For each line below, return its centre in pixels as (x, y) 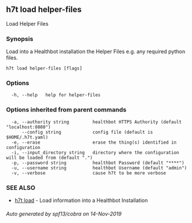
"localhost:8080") (28, 127)
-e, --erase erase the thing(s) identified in (94, 142)
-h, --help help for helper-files (56, 95)
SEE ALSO (21, 187)
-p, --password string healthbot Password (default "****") (98, 163)
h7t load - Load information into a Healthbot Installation (81, 200)
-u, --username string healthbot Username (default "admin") (99, 168)
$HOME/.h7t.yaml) (27, 137)
